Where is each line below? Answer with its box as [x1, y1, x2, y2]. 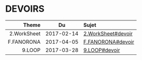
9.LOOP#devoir [83, 46, 120, 53]
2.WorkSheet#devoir [83, 30, 133, 37]
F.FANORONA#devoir [83, 38, 134, 45]
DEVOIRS [5, 3, 45, 15]
